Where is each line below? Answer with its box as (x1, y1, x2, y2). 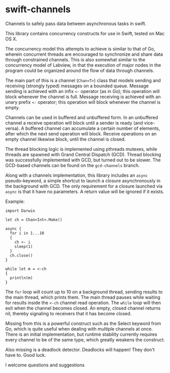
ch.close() (10, 253, 33, 258)
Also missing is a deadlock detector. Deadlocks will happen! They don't (5, 346, 155, 353)
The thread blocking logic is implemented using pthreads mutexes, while (5, 146, 157, 152)
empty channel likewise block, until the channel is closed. (5, 136, 126, 142)
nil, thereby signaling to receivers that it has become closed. (5, 310, 132, 316)
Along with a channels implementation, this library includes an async (5, 172, 148, 178)
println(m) (10, 275, 33, 281)
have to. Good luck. (5, 352, 46, 358)
